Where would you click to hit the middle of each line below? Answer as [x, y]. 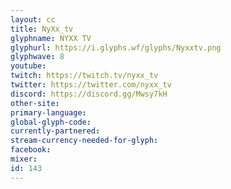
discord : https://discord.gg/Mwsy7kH [89, 94]
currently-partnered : [55, 131]
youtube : [28, 66]
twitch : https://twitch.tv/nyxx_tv [84, 76]
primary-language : [48, 112]
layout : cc [33, 19]
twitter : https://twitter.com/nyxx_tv [91, 85]
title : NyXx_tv [42, 29]
